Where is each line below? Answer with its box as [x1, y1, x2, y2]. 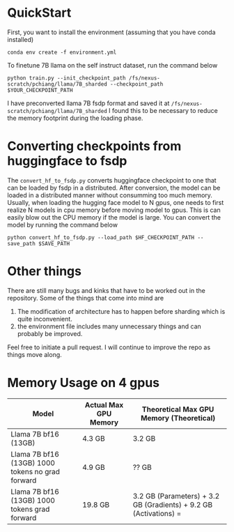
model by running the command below [7, 220, 118, 229]
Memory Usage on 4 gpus [7, 375, 160, 390]
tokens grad [10, 504, 50, 514]
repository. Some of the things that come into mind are [7, 294, 164, 302]
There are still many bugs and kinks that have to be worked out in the [7, 286, 205, 294]
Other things [7, 264, 82, 280]
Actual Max [84, 400, 124, 409]
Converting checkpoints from [7, 138, 182, 154]
